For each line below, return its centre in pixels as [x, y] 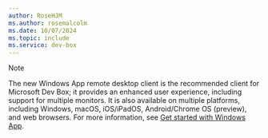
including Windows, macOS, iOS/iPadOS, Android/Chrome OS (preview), [128, 109]
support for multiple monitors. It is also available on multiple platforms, [124, 101]
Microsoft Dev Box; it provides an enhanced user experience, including [125, 92]
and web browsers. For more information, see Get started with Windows [127, 117]
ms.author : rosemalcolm [48, 23]
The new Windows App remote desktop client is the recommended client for [134, 84]
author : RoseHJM [35, 16]
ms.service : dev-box [43, 45]
